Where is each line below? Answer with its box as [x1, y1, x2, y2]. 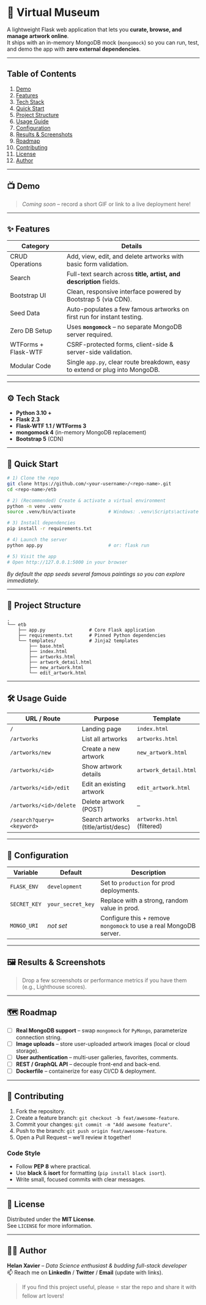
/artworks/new [10, 749, 51, 756]
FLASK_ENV [10, 883, 39, 890]
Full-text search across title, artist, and [67, 270, 181, 278]
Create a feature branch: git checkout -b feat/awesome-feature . [15, 1114, 180, 1121]
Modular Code [10, 361, 51, 370]
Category [21, 242, 50, 251]
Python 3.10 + [15, 409, 52, 417]
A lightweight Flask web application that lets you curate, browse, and [7, 26, 182, 33]
